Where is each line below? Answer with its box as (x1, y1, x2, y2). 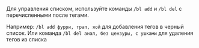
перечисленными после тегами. (6, 11, 89, 19)
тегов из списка (6, 36, 47, 43)
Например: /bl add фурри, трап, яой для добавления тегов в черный (6, 23, 185, 30)
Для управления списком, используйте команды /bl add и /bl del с (6, 5, 182, 12)
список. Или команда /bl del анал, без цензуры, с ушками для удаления (6, 29, 194, 37)
